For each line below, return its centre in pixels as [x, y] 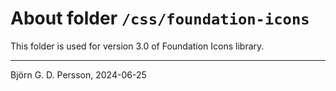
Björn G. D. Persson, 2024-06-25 [78, 74]
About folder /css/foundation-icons [160, 18]
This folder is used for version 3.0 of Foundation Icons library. [137, 46]
